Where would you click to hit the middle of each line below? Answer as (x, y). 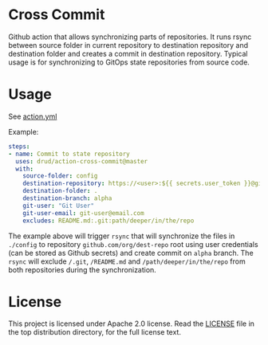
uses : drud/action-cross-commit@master (82, 161)
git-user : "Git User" (58, 206)
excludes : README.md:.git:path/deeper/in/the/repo (108, 221)
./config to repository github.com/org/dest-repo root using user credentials (133, 244)
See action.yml (33, 116)
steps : (19, 146)
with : (25, 169)
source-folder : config (60, 176)
